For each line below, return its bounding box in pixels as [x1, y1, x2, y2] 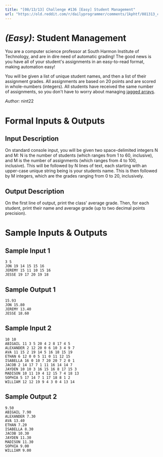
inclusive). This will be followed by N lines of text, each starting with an [5, 163, 147, 169]
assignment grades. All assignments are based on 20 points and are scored [5, 79, 156, 84]
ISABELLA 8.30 [5, 426, 34, 432]
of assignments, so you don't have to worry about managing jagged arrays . [5, 89, 155, 95]
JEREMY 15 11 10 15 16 [5, 268, 51, 273]
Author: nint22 [5, 98, 34, 104]
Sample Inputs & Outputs [5, 228, 108, 238]
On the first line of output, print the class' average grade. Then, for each [5, 200, 149, 206]
